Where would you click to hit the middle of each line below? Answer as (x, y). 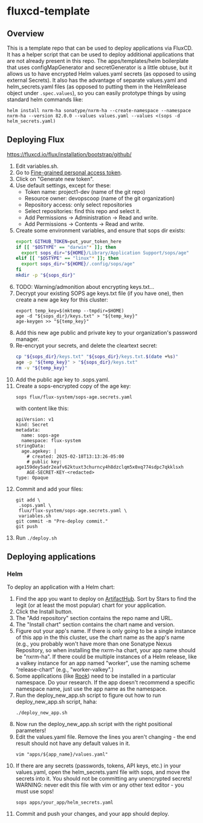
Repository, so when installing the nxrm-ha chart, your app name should (105, 650)
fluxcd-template (48, 11)
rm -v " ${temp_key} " (41, 368)
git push (27, 526)
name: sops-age (40, 435)
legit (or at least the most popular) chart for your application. (91, 605)
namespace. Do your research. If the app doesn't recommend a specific (105, 683)
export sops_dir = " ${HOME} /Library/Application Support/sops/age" (105, 253)
